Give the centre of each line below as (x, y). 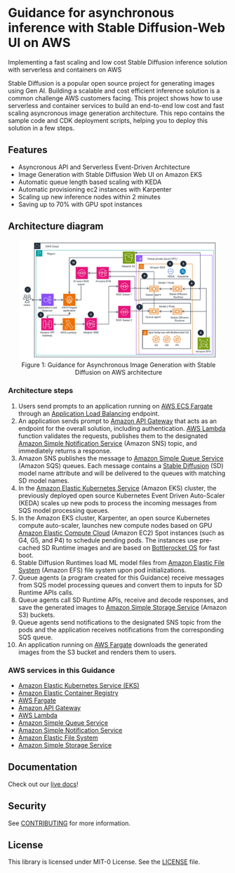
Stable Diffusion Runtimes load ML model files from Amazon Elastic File (121, 562)
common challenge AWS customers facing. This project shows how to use (115, 98)
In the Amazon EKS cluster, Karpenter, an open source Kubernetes (114, 518)
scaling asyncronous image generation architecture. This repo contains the (116, 113)
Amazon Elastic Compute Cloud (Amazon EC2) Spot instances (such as (121, 533)
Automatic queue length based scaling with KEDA (90, 182)
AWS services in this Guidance (61, 670)
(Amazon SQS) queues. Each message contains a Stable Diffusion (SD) (121, 465)
